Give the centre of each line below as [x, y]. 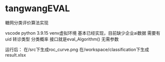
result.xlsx [16, 55]
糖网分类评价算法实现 [27, 22]
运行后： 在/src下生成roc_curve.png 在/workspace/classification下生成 [77, 49]
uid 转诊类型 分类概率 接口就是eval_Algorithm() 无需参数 [62, 39]
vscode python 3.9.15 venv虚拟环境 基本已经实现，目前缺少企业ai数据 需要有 [83, 33]
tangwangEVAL [38, 9]
